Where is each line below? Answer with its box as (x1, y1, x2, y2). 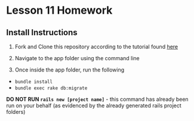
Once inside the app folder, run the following (14, 66, 125, 73)
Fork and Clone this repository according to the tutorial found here (14, 43, 178, 50)
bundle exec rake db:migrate (14, 85, 88, 91)
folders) (6, 108, 26, 115)
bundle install (14, 79, 53, 85)
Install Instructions (6, 27, 78, 38)
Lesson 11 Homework (6, 4, 113, 17)
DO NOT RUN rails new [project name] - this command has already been (6, 96, 189, 103)
